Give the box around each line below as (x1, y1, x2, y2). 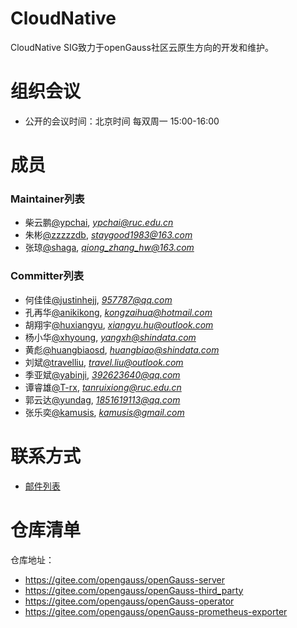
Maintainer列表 (10, 192, 85, 206)
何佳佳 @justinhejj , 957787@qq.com (24, 293, 173, 306)
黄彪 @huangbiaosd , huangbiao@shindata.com (24, 343, 220, 356)
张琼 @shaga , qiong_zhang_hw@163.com (24, 242, 195, 254)
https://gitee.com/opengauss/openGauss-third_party (24, 584, 244, 596)
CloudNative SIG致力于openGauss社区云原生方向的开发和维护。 (10, 41, 274, 53)
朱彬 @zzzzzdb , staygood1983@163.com (24, 229, 193, 241)
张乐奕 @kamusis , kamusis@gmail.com (24, 406, 185, 418)
